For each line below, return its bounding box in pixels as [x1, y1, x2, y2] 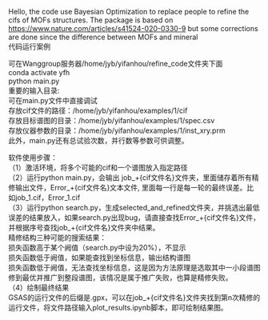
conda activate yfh [8, 68, 70, 77]
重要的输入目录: [8, 86, 60, 95]
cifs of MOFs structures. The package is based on [8, 15, 174, 25]
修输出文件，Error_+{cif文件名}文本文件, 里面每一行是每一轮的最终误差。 [8, 183, 247, 192]
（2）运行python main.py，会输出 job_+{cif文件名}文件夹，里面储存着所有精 [8, 173, 259, 182]
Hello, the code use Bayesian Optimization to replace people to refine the [8, 7, 250, 16]
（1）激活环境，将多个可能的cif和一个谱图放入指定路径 [8, 163, 188, 172]
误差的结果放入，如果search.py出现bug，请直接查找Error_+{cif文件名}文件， [8, 213, 261, 222]
